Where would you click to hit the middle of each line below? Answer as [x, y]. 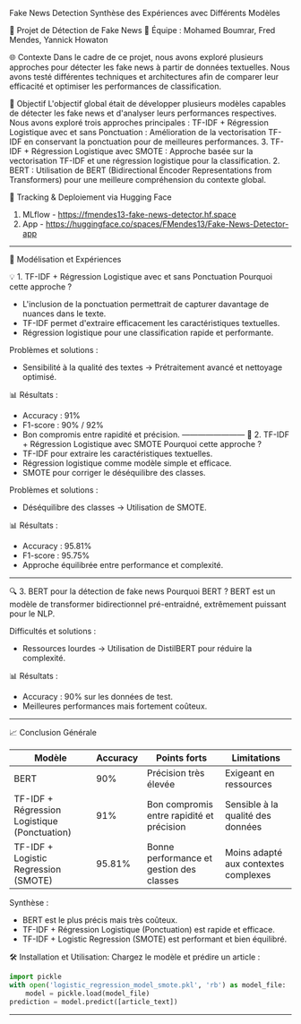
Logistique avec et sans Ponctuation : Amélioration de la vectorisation [138, 132]
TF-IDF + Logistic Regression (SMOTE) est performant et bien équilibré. [155, 939]
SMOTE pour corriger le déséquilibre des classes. [114, 473]
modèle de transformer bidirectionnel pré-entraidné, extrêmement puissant [148, 604]
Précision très [176, 773]
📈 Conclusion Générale [53, 732]
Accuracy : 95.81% [57, 546]
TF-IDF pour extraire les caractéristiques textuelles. [117, 453]
